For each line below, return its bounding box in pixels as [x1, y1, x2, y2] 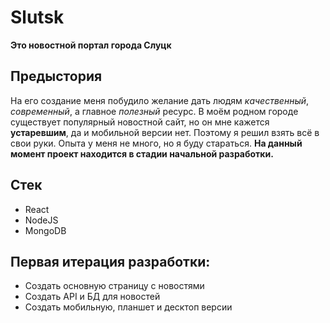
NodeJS [24, 214, 59, 226]
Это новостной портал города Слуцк [10, 39, 172, 51]
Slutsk [10, 6, 65, 29]
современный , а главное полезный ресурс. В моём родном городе [10, 105, 299, 117]
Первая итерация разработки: [10, 253, 211, 270]
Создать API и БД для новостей [24, 291, 161, 303]
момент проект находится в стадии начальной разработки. [10, 147, 274, 160]
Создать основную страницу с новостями [24, 280, 205, 292]
